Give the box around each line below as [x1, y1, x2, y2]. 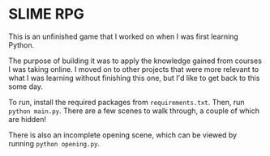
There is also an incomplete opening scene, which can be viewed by [8, 130, 238, 140]
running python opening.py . [8, 138, 101, 148]
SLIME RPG [8, 5, 85, 23]
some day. [8, 82, 43, 91]
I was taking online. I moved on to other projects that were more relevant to [8, 64, 259, 74]
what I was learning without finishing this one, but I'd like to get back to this [8, 73, 260, 82]
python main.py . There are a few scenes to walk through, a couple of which [8, 106, 259, 116]
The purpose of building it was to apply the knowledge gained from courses [8, 56, 262, 65]
